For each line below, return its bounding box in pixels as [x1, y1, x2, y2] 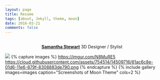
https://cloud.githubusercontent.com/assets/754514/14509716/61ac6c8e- [5, 59, 154, 65]
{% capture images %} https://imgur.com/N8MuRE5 [11, 54, 116, 60]
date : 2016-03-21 [5, 20, 40, 26]
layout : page [5, 7, 32, 12]
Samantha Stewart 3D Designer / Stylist [41, 44, 123, 50]
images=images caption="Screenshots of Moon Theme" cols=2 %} [5, 69, 140, 76]
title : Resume [5, 12, 34, 17]
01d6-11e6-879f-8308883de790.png [5, 64, 79, 70]
